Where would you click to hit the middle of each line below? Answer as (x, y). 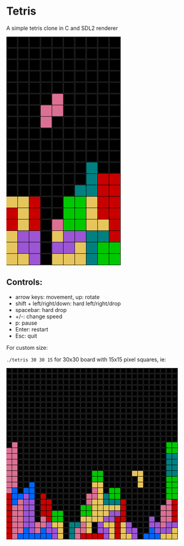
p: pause (26, 323)
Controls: (24, 282)
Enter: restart (32, 329)
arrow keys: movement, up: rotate (57, 297)
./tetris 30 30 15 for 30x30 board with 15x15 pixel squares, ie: (86, 359)
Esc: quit (26, 336)
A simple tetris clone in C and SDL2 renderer (62, 28)
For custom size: (27, 347)
